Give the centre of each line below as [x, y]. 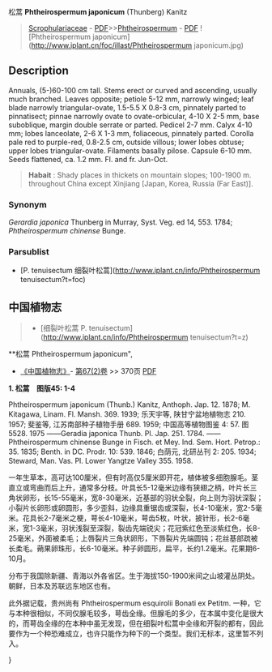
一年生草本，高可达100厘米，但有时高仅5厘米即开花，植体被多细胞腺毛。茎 [134, 477]
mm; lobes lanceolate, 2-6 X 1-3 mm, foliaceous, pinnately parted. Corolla [131, 133]
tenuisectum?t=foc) [53, 280]
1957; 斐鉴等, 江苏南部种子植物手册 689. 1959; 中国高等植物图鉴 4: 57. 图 [129, 425]
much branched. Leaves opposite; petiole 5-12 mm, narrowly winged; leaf [132, 99]
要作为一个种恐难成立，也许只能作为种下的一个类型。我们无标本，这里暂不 [132, 634]
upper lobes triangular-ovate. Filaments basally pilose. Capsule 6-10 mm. [130, 150]
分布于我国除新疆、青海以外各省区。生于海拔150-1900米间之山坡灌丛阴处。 [134, 576]
